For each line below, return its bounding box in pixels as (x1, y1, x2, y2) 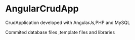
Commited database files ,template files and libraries (5, 29, 115, 35)
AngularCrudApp (5, 3, 79, 14)
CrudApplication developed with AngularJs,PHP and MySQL (5, 19, 130, 25)
